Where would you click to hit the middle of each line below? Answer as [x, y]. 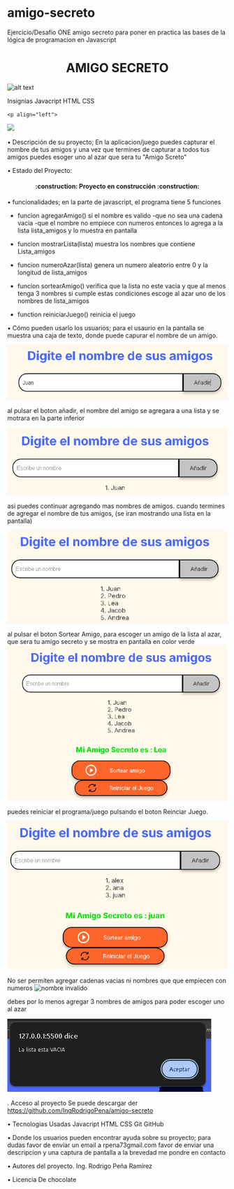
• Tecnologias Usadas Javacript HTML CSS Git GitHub [86, 1124]
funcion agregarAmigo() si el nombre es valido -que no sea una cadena [120, 216]
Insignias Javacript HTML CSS [51, 101]
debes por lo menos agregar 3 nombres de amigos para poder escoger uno [116, 1001]
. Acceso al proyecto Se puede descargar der [73, 1103]
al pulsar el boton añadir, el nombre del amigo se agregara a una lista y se [114, 410]
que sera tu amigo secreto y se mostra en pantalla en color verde [101, 642]
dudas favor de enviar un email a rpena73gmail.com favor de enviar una [111, 1145]
